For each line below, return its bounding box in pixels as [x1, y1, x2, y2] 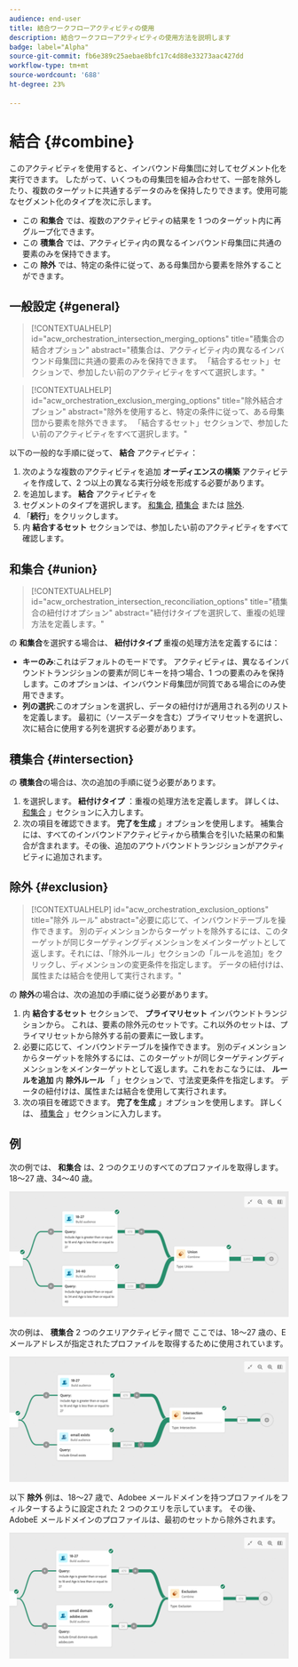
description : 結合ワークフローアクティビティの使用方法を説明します [9, 33, 231, 42]
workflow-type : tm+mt [9, 61, 90, 70]
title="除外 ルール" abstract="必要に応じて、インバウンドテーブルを [30, 914, 278, 925]
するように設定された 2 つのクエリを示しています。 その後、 [39, 1503, 261, 1514]
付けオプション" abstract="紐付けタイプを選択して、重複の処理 [54, 607, 286, 618]
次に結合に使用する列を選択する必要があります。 [21, 723, 201, 733]
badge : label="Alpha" [9, 43, 90, 52]
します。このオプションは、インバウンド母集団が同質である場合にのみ [21, 678, 278, 689]
